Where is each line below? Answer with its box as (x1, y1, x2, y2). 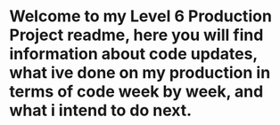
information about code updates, (9, 44, 259, 64)
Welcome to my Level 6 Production (9, 6, 272, 27)
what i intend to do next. (9, 100, 193, 121)
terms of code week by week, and (9, 82, 264, 102)
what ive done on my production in (9, 63, 271, 83)
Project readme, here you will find (9, 25, 264, 45)
